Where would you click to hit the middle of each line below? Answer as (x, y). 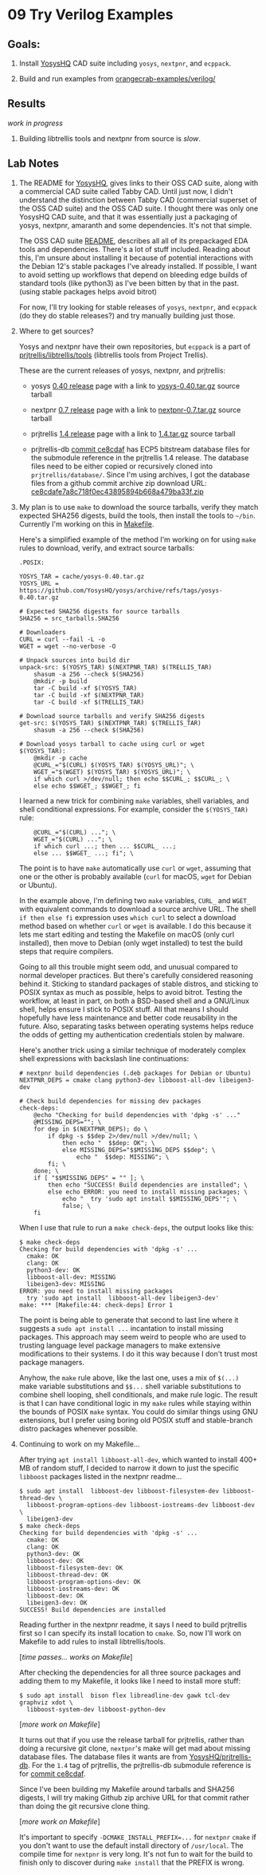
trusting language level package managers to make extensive (119, 1345)
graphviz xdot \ (46, 1702)
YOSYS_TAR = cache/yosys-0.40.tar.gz (82, 576)
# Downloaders (42, 632)
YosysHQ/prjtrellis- (220, 1756)
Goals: (24, 44)
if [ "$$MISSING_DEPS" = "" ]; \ (89, 1178)
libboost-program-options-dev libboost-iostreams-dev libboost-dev (141, 1505)
